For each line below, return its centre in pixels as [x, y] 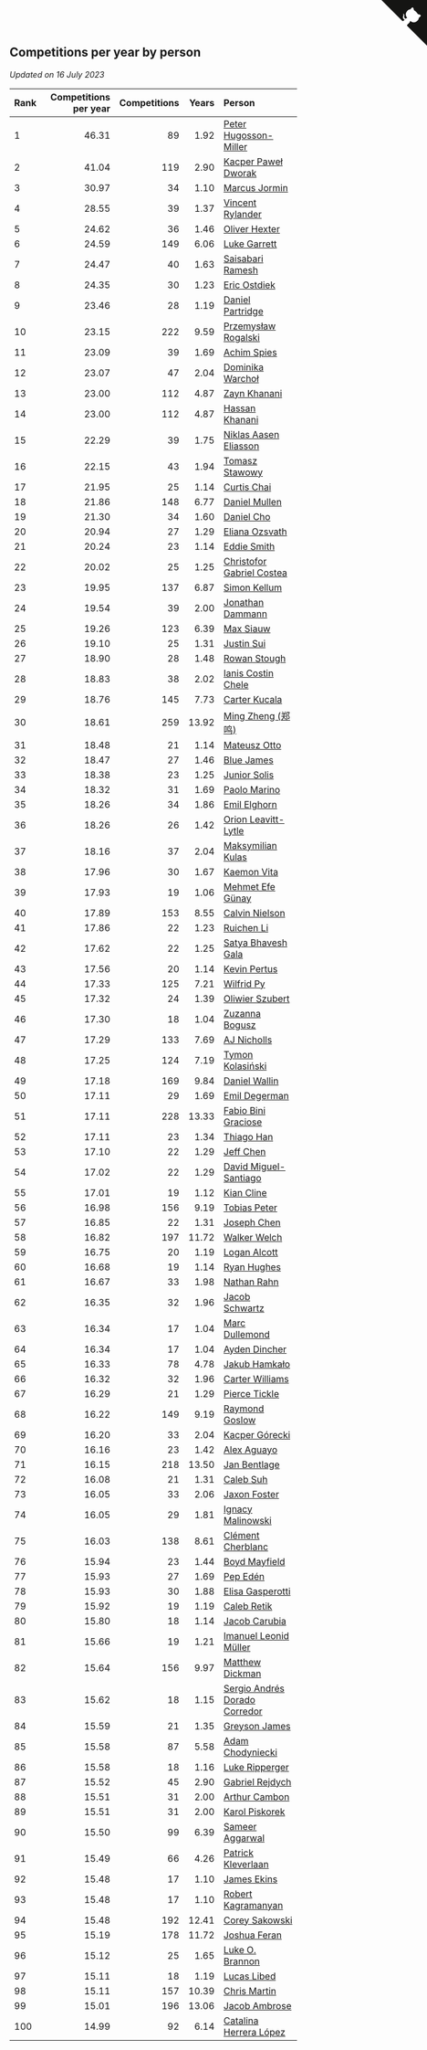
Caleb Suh [245, 1479]
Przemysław [250, 326]
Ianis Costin [248, 673]
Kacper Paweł [253, 162]
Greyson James [257, 1726]
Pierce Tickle [251, 1393]
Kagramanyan [253, 1905]
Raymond [244, 1409]
